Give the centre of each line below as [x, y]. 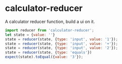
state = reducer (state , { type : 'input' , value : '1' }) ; [61, 39]
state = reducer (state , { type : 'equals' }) [48, 53]
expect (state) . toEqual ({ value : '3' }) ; [44, 57]
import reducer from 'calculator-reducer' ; [50, 30]
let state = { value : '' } [30, 35]
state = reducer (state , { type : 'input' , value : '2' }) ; [61, 48]
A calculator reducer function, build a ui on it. [50, 21]
